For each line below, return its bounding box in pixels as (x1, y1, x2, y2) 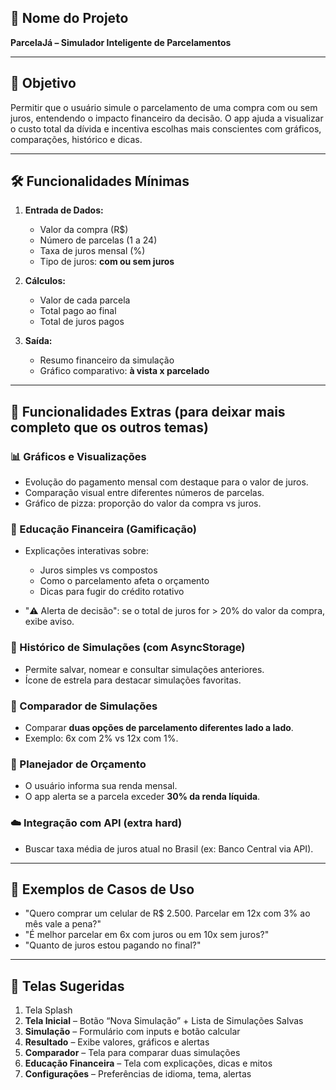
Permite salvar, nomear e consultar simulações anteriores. (24, 663, 265, 675)
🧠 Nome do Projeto (10, 10, 129, 27)
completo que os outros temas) (10, 419, 209, 436)
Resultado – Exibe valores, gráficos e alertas (24, 1036, 210, 1048)
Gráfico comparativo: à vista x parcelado (39, 365, 210, 377)
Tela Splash (24, 1004, 73, 1016)
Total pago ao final (39, 305, 117, 317)
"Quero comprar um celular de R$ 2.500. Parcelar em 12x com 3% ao (24, 907, 311, 920)
